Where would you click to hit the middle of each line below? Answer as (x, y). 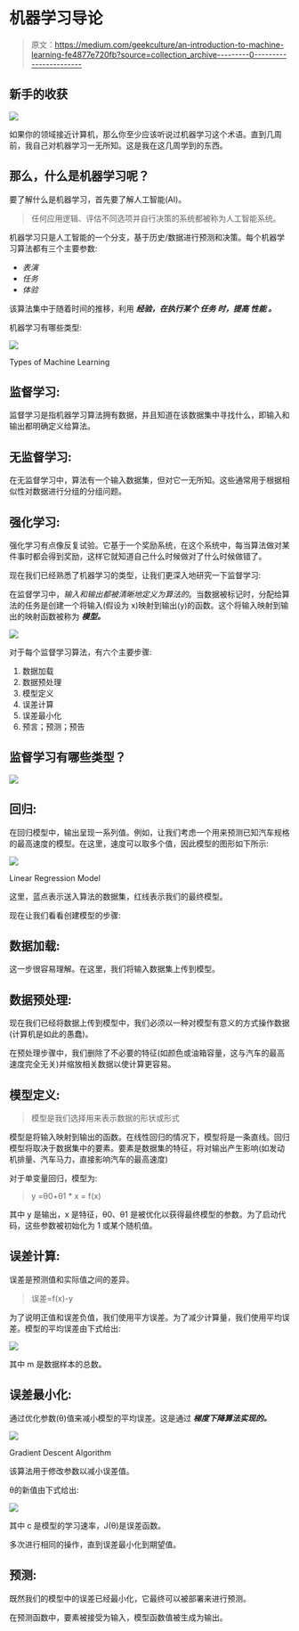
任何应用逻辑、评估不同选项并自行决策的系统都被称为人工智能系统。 (156, 218)
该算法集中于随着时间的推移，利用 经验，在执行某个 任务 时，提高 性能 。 (143, 308)
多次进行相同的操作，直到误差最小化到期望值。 (95, 1544)
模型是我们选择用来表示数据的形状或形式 (105, 1118)
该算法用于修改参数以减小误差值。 (72, 1471)
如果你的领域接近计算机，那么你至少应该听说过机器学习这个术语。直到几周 (145, 134)
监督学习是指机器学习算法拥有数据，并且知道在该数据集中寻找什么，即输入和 (149, 415)
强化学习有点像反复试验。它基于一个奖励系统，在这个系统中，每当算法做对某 (149, 545)
